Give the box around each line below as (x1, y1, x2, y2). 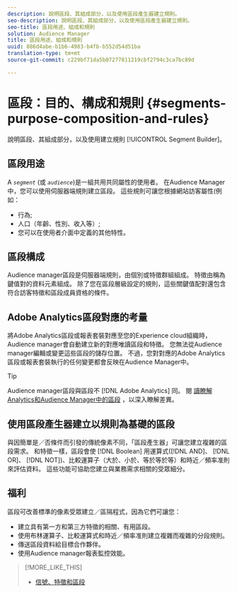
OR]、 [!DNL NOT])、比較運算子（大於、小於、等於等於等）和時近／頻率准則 (7, 455, 230, 464)
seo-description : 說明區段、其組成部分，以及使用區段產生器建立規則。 (7, 17, 193, 24)
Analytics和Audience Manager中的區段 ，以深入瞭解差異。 (7, 395, 178, 404)
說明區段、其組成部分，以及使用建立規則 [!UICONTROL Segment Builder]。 (7, 135, 226, 143)
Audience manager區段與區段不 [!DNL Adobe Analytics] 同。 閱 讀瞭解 (7, 387, 213, 395)
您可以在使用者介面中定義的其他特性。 (17, 228, 129, 237)
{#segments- (146, 95, 226, 111)
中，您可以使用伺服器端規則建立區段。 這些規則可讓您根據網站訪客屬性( (7, 187, 216, 195)
